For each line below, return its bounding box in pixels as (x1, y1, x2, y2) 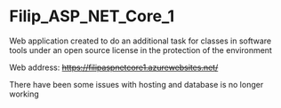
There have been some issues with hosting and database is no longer (9, 79, 264, 89)
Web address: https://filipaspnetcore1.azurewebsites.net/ (9, 62, 219, 73)
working (9, 89, 40, 99)
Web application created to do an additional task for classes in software (9, 35, 272, 46)
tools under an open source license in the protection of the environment (9, 44, 273, 55)
